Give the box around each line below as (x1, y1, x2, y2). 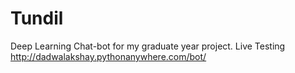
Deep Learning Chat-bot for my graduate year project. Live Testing (10, 40, 286, 52)
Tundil (10, 7, 64, 30)
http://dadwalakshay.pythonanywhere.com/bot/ (10, 50, 207, 62)
